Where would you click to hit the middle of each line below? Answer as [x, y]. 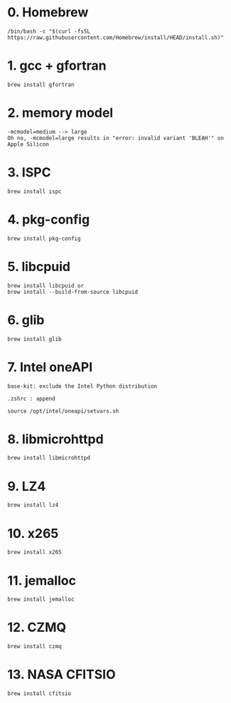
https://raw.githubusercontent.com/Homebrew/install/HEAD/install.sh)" [116, 37]
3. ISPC [29, 172]
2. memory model [60, 113]
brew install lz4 [33, 505]
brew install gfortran [41, 85]
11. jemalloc [42, 580]
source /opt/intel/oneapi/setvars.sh [63, 411]
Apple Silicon [28, 144]
